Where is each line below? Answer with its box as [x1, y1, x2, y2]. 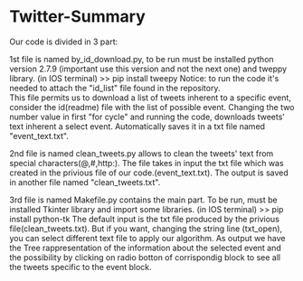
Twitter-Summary [9, 6, 147, 27]
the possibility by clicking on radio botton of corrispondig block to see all [9, 251, 281, 263]
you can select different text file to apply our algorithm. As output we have [9, 232, 286, 243]
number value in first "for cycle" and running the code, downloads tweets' [9, 111, 285, 122]
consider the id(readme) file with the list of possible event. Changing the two [9, 101, 295, 112]
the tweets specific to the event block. [9, 261, 152, 272]
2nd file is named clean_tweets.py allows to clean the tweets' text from [9, 147, 274, 159]
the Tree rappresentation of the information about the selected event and [9, 242, 282, 253]
